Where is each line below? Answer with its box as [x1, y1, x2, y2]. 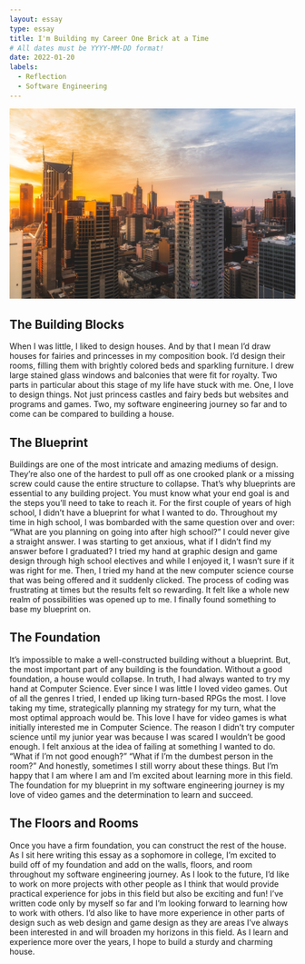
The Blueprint [9, 434, 89, 450]
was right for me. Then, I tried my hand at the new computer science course [9, 565, 294, 576]
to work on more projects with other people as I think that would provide [9, 878, 280, 889]
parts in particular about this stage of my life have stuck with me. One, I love [9, 380, 294, 391]
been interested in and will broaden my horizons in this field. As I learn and [9, 927, 289, 938]
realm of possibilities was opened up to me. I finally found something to [9, 594, 277, 605]
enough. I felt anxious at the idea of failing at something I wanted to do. [9, 740, 276, 751]
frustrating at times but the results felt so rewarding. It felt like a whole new [9, 584, 290, 595]
